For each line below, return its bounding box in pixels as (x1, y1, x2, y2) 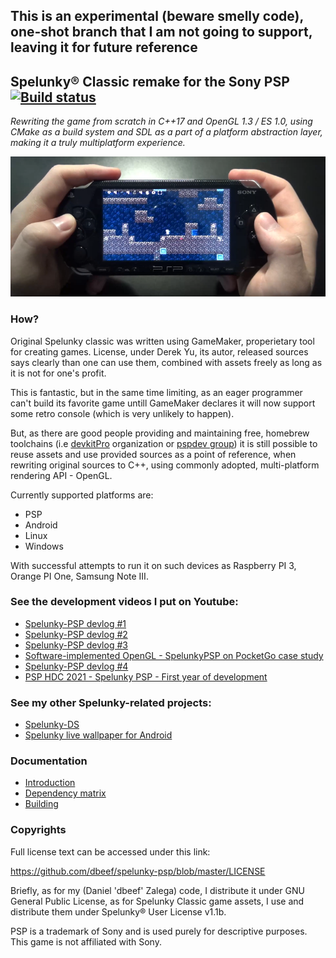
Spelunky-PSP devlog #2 (24, 628, 128, 640)
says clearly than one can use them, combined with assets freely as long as (10, 356, 323, 368)
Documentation (10, 754, 88, 768)
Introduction (24, 777, 76, 789)
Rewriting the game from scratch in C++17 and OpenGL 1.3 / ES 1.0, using (10, 115, 313, 128)
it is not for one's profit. (10, 367, 107, 379)
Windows (24, 540, 64, 552)
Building (24, 798, 59, 810)
